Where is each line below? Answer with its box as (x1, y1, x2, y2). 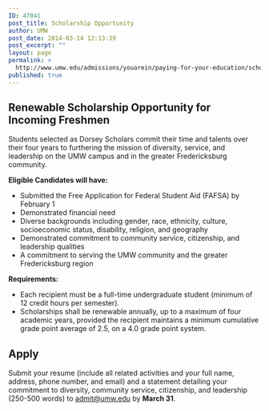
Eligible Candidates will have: (8, 175, 108, 185)
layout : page (8, 49, 52, 57)
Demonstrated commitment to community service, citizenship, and (19, 233, 240, 243)
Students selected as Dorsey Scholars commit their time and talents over (8, 134, 249, 144)
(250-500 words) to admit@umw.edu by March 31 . (8, 393, 176, 404)
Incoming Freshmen (8, 114, 110, 127)
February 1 (19, 199, 55, 209)
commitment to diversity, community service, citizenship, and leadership (8, 385, 248, 395)
